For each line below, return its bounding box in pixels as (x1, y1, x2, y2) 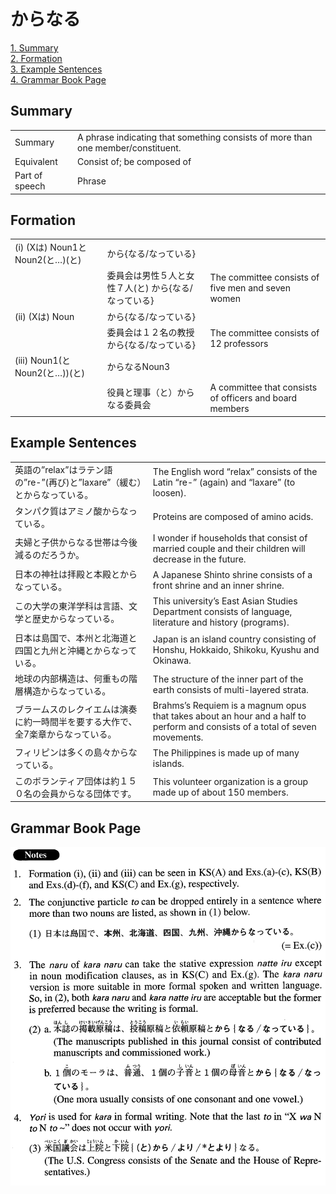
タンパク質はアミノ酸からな (14, 505, 129, 517)
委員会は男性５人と (106, 270, 187, 282)
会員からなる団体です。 (40, 787, 137, 799)
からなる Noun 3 (106, 361, 171, 373)
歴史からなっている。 (31, 612, 120, 624)
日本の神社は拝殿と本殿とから (14, 568, 138, 580)
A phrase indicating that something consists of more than (76, 131, 313, 143)
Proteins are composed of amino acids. (152, 511, 314, 523)
